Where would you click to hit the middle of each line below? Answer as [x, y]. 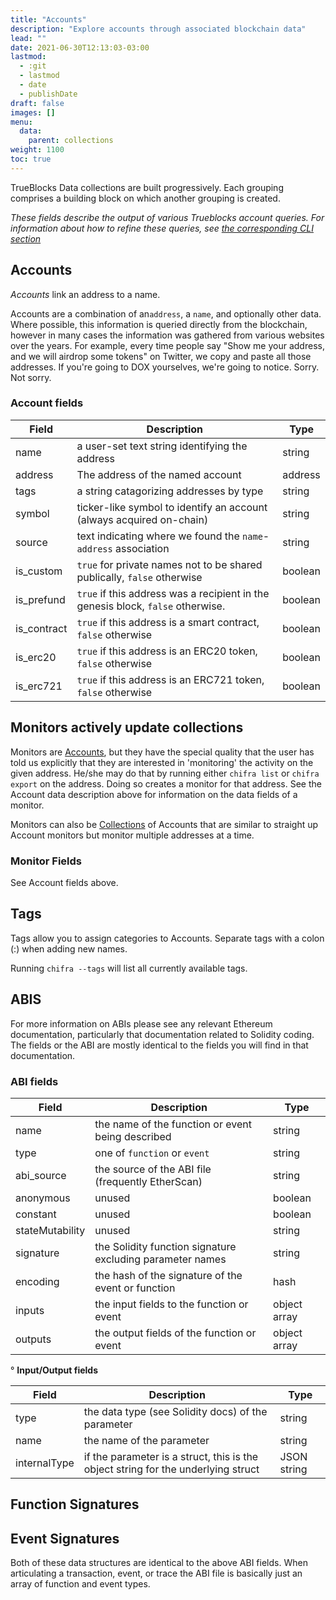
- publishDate [48, 94]
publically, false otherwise [139, 577]
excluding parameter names [160, 1259]
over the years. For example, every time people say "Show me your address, [167, 345]
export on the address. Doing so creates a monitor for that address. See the [166, 783]
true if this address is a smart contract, [168, 622]
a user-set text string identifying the [162, 446]
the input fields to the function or [171, 1304]
